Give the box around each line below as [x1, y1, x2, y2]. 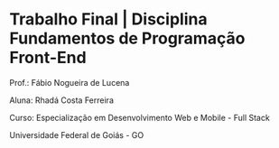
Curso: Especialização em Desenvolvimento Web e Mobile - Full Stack [9, 112, 271, 123]
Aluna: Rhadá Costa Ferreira [9, 95, 115, 106]
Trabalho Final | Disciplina [9, 9, 208, 30]
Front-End [9, 48, 88, 68]
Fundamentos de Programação [9, 28, 246, 49]
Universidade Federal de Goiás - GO [9, 129, 144, 140]
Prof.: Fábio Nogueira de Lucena [9, 77, 130, 88]
